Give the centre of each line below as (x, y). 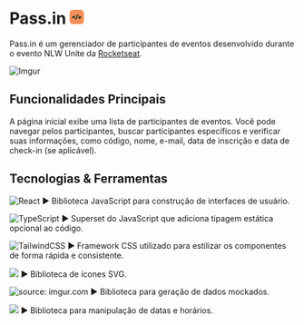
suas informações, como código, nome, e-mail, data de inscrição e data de (150, 141)
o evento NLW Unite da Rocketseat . (76, 53)
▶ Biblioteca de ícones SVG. (74, 274)
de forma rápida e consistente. (67, 255)
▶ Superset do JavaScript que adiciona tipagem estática (167, 218)
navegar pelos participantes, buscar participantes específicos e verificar (145, 131)
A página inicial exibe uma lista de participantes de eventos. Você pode (143, 121)
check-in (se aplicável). (53, 150)
